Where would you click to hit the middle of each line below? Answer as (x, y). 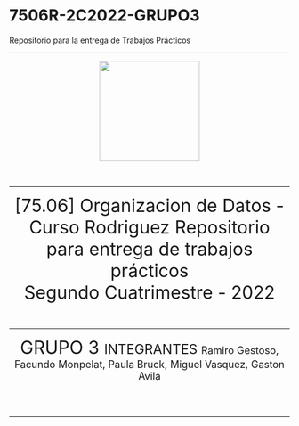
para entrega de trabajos (149, 249)
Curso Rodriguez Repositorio (149, 227)
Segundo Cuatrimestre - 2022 (149, 292)
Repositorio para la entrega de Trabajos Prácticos (100, 40)
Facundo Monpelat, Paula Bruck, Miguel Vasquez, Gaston (149, 364)
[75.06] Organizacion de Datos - (149, 205)
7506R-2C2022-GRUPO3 (105, 16)
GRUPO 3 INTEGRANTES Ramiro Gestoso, (149, 348)
